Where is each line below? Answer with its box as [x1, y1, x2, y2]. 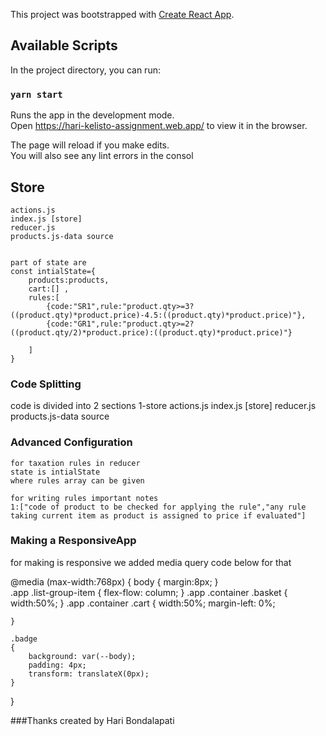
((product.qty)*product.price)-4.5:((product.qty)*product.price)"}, [10, 310, 307, 320]
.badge [10, 634, 38, 644]
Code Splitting [10, 377, 82, 391]
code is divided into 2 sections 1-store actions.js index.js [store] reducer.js [10, 400, 317, 412]
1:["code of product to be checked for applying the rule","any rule [10, 502, 307, 512]
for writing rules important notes [10, 493, 159, 503]
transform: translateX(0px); [28, 669, 150, 679]
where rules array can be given [10, 475, 145, 486]
